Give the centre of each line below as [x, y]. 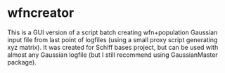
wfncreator [41, 13]
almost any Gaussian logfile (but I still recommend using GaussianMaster [112, 55]
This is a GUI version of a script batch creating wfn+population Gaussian [112, 32]
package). [22, 62]
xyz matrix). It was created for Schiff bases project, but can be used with [113, 47]
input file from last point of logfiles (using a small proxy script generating [112, 39]
